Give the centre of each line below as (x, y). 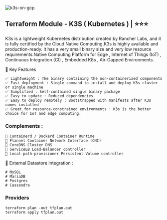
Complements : (24, 126)
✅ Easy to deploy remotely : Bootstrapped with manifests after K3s (78, 100)
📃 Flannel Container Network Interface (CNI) (53, 141)
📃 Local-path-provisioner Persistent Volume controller (64, 154)
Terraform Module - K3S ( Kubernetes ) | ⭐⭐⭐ (77, 24)
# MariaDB (15, 177)
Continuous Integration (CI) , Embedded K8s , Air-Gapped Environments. (80, 59)
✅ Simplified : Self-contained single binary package (63, 92)
